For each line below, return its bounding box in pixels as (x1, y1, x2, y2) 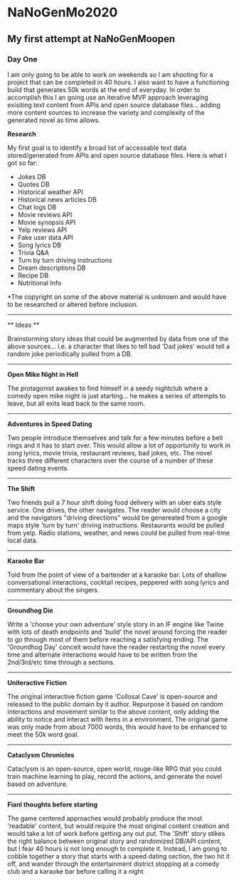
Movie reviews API (17, 210, 73, 218)
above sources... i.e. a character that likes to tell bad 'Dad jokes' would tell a (7, 342, 230, 350)
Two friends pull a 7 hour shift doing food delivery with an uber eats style (7, 498, 222, 507)
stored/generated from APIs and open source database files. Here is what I (7, 151, 227, 159)
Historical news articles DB (17, 195, 97, 203)
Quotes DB (17, 180, 50, 188)
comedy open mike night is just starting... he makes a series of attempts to (7, 391, 226, 400)
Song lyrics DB (17, 241, 62, 249)
